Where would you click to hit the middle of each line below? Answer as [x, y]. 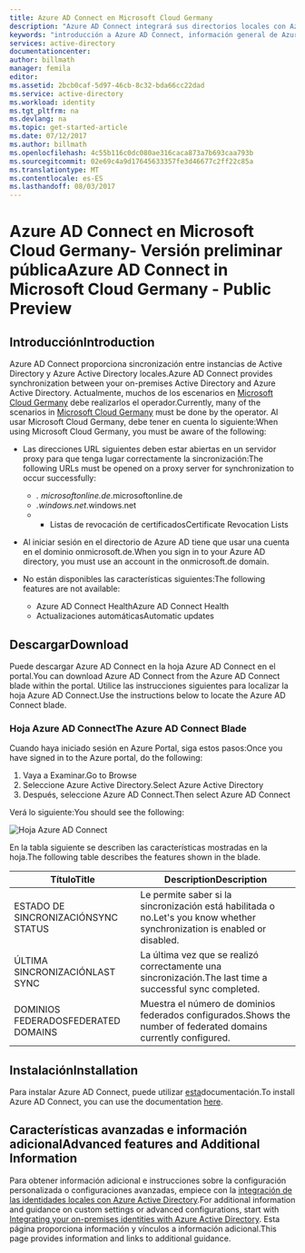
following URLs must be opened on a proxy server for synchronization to [158, 469]
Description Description [216, 880]
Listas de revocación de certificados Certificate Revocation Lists [169, 525]
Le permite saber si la [186, 895]
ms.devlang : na [38, 119]
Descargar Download [69, 644]
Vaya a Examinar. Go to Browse [80, 775]
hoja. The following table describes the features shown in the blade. [135, 857]
